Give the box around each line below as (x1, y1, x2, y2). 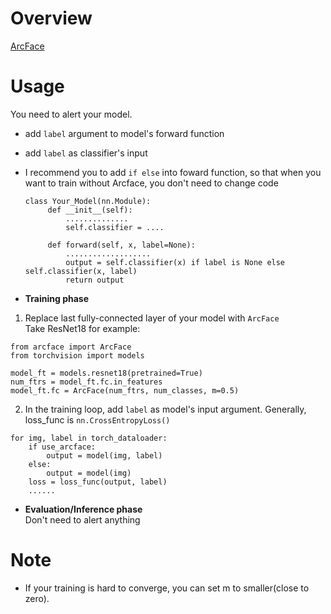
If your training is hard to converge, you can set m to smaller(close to (24, 582, 310, 594)
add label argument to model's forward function (24, 127, 225, 139)
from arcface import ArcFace (10, 342, 132, 352)
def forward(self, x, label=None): (47, 240, 196, 250)
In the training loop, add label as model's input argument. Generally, (24, 403, 307, 415)
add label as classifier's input (24, 147, 148, 159)
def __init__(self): (47, 205, 133, 215)
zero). (24, 592, 50, 604)
